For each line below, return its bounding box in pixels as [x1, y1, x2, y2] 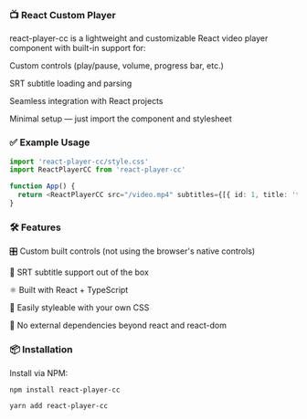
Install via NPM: [9, 367, 69, 378]
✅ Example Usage [9, 136, 90, 149]
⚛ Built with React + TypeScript [9, 285, 129, 296]
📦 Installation [9, 343, 73, 356]
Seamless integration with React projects [9, 96, 164, 107]
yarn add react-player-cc [9, 401, 108, 410]
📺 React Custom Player [9, 8, 116, 21]
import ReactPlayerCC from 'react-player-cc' [9, 165, 185, 174]
